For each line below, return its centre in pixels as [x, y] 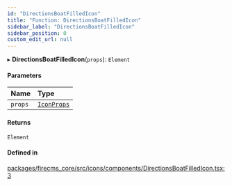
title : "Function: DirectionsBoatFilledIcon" [74, 20]
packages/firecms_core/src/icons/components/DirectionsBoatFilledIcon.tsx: [116, 168]
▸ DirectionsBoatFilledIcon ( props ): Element [69, 59]
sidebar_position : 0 [37, 33]
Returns [19, 122]
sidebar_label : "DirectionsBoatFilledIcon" [71, 26]
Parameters [24, 75]
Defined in [23, 153]
